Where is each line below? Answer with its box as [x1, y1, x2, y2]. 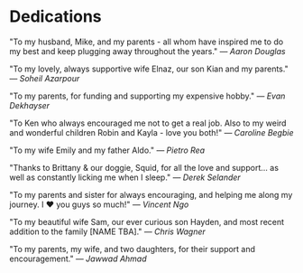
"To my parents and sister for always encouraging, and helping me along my [9, 189, 293, 200]
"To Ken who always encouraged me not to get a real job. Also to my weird [9, 118, 287, 128]
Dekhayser [9, 99, 50, 110]
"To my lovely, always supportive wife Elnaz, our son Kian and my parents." [9, 63, 289, 74]
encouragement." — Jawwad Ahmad [9, 253, 147, 264]
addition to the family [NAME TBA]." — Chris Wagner [9, 226, 206, 237]
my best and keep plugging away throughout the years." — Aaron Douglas [9, 45, 286, 56]
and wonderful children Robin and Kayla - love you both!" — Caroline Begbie [9, 127, 294, 137]
